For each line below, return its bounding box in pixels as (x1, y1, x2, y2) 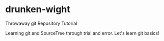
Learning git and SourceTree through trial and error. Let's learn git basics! (5, 30, 159, 36)
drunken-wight (5, 4, 70, 15)
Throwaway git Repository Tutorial (5, 20, 77, 26)
